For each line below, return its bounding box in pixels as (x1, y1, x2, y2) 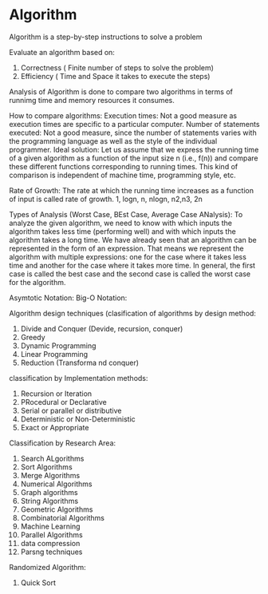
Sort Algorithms (20, 461, 73, 472)
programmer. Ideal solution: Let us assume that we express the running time (9, 145, 259, 154)
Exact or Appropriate (20, 422, 89, 432)
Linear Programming (20, 349, 89, 358)
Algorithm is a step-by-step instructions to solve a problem (9, 32, 203, 42)
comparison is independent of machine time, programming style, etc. (9, 170, 236, 180)
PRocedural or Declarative (20, 397, 107, 406)
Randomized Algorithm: (9, 562, 86, 572)
